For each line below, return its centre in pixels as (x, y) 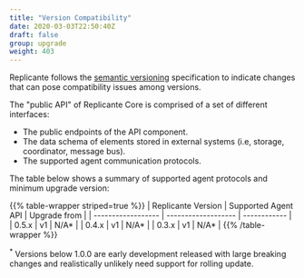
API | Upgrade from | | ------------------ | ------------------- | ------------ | (151, 215)
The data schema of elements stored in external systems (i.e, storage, (153, 142)
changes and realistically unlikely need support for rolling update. (132, 263)
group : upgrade (38, 43)
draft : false (34, 35)
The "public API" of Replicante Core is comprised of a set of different (138, 104)
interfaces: (29, 114)
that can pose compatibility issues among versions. (105, 87)
